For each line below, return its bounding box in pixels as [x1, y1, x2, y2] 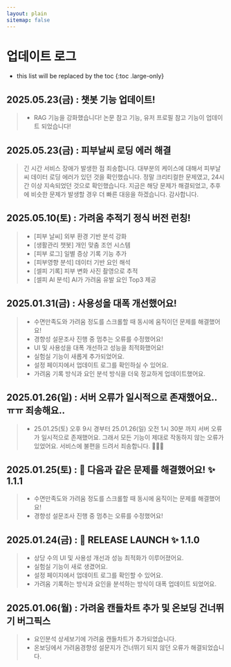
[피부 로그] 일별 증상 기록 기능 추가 [33, 249, 127, 257]
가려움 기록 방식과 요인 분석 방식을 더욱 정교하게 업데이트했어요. [33, 369, 205, 378]
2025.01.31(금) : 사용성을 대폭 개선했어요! [6, 297, 177, 309]
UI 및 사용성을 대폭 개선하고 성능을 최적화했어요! [33, 343, 164, 352]
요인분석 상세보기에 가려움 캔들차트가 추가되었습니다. [33, 634, 177, 643]
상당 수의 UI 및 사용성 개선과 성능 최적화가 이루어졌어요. [33, 554, 184, 562]
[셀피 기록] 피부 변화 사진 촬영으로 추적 [33, 266, 138, 275]
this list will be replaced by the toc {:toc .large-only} [16, 72, 165, 80]
